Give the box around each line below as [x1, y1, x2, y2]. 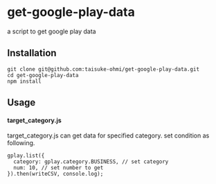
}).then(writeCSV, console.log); [7, 171, 104, 178]
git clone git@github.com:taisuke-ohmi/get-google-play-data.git [7, 65, 199, 73]
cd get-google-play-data [7, 72, 79, 78]
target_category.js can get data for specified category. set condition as [7, 131, 210, 140]
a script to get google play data [7, 27, 96, 35]
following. [7, 139, 35, 147]
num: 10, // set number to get [13, 165, 104, 172]
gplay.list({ [7, 152, 45, 160]
